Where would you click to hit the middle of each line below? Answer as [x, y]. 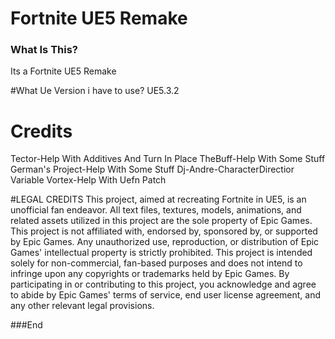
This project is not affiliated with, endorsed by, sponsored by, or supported [164, 231]
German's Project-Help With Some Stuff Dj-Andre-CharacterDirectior [152, 169]
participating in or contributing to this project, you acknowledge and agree [163, 284]
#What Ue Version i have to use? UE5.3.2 [95, 91]
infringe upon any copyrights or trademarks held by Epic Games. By [150, 274]
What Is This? [44, 50]
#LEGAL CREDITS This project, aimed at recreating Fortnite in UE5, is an [158, 199]
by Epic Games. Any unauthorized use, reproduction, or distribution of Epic [165, 242]
